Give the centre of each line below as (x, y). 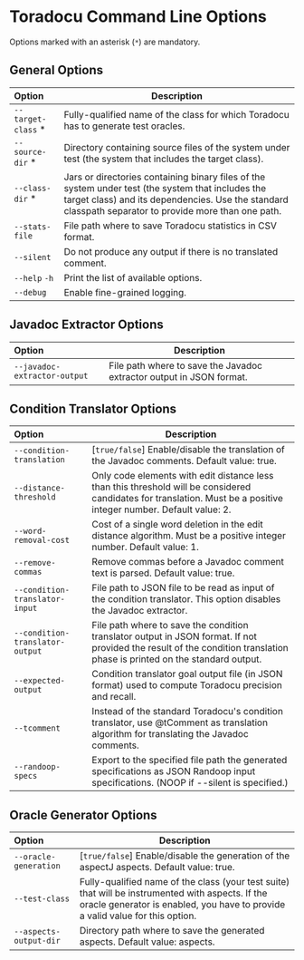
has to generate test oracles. (124, 126)
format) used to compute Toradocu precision (187, 685)
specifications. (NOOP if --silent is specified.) (190, 783)
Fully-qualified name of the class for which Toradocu (176, 114)
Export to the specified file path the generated (190, 761)
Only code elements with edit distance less (183, 476)
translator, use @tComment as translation (180, 722)
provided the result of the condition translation (190, 648)
